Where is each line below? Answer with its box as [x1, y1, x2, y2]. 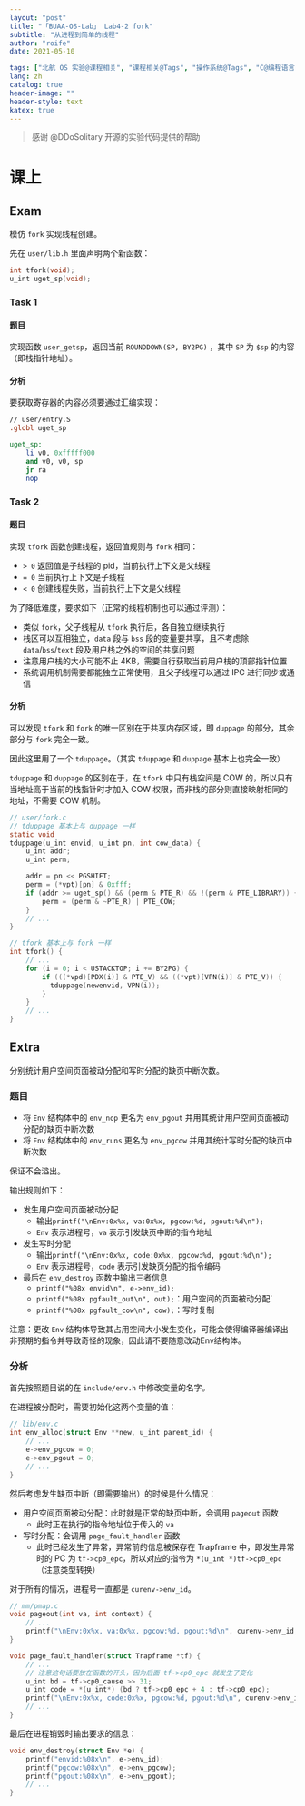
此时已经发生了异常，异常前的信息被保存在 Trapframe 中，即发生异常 [35, 1541, 295, 1552]
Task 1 [9, 296, 38, 309]
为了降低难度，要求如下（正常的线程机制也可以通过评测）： [9, 602, 229, 613]
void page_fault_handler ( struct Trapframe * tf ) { [9, 1651, 202, 1661]
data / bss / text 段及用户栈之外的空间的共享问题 [22, 643, 195, 654]
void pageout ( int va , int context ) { [9, 1610, 152, 1619]
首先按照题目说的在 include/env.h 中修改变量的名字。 [9, 1382, 211, 1393]
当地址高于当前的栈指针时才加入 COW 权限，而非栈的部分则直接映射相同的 [9, 783, 289, 794]
